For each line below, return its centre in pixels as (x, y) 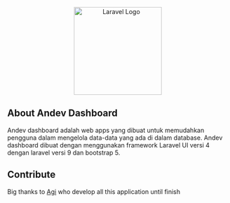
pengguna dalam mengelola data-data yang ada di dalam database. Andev (115, 138)
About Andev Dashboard (62, 113)
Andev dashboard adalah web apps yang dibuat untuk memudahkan (106, 130)
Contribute (32, 175)
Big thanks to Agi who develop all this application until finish (94, 191)
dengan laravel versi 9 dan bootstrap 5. (64, 152)
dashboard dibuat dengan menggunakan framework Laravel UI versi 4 (109, 145)
